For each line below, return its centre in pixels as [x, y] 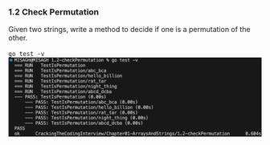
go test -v [27, 54]
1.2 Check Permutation [54, 12]
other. [18, 38]
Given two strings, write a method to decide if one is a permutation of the [129, 30]
